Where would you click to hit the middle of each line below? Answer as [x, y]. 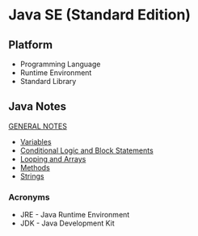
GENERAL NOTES [38, 126]
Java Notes [38, 107]
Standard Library [48, 81]
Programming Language [60, 64]
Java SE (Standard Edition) [100, 15]
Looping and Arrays [53, 158]
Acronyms [29, 197]
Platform [31, 45]
